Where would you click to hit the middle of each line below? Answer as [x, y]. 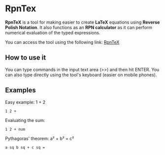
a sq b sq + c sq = [25, 147]
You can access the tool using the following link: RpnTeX [62, 42]
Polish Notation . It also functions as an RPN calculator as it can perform [79, 27]
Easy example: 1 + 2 [25, 102]
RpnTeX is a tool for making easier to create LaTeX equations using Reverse [82, 22]
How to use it [26, 58]
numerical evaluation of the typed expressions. [53, 32]
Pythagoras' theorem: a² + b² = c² [40, 138]
